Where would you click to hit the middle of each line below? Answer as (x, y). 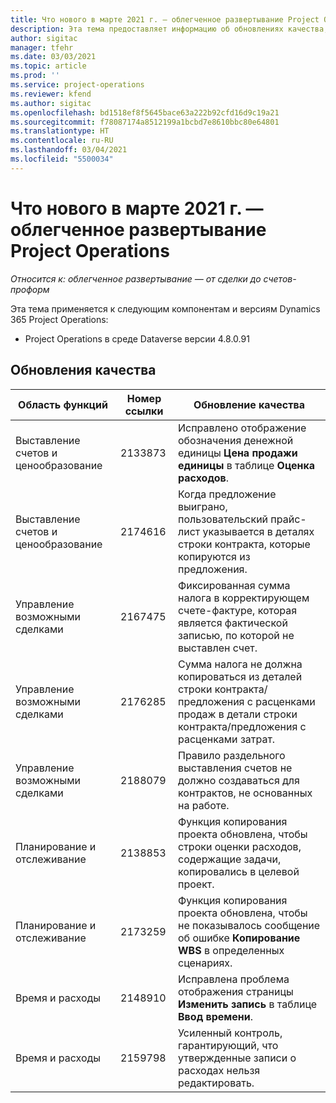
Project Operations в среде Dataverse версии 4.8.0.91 (137, 338)
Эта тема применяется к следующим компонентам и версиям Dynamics (165, 308)
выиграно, (203, 506)
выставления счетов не (235, 768)
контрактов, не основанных (245, 793)
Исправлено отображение (242, 428)
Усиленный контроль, (230, 1033)
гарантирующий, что (228, 1045)
